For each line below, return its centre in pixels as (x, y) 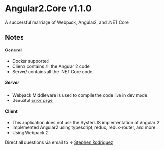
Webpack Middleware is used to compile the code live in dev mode (80, 95)
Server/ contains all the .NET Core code (52, 71)
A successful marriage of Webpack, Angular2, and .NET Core (67, 22)
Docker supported (30, 61)
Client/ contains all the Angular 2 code (51, 66)
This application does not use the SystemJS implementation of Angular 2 (86, 122)
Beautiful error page (32, 100)
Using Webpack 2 (30, 132)
